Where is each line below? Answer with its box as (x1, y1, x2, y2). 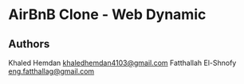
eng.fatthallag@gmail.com (8, 67, 95, 76)
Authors (8, 37, 50, 51)
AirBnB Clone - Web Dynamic (8, 6, 207, 24)
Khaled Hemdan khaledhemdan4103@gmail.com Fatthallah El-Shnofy (8, 58, 237, 67)
